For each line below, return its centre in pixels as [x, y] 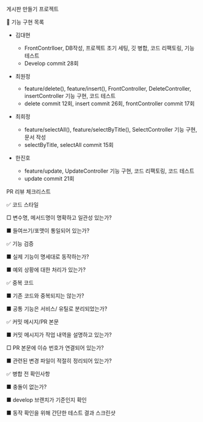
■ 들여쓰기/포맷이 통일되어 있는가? [48, 231]
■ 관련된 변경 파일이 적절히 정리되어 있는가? [59, 361]
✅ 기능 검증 [20, 243]
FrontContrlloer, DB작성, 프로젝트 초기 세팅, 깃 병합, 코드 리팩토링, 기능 [109, 48]
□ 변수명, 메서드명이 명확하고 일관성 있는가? [59, 217]
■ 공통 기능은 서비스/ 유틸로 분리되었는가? [57, 309]
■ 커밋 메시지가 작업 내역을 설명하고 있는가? [59, 335]
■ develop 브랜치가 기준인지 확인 [46, 400]
